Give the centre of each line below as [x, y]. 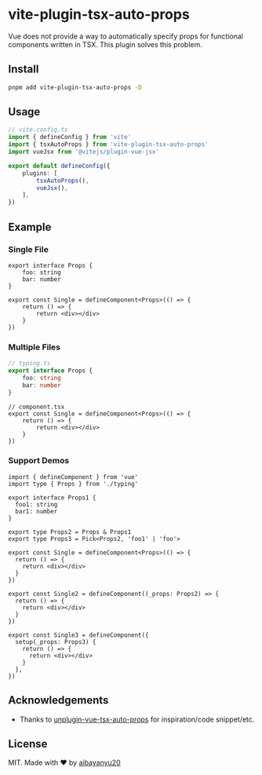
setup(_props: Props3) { [56, 642]
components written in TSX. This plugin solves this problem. [105, 44]
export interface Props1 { [52, 497]
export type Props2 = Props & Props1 [70, 532]
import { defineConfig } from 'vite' [70, 137]
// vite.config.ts [38, 130]
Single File [28, 249]
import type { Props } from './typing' [73, 484]
